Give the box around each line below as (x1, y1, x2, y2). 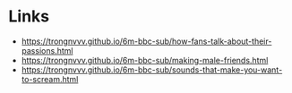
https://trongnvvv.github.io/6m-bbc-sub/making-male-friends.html (21, 55, 269, 65)
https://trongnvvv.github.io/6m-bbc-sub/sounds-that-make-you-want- (21, 64, 283, 75)
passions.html (21, 45, 73, 55)
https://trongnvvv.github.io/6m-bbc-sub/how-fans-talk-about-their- (21, 36, 272, 46)
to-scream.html (21, 73, 79, 84)
